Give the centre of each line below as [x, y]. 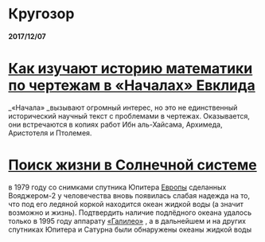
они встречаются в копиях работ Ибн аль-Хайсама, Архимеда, [115, 124]
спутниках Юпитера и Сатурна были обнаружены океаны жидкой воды [130, 229]
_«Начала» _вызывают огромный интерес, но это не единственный [123, 107]
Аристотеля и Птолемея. [50, 133]
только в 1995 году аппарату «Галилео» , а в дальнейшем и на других [127, 221]
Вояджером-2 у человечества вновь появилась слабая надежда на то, [129, 195]
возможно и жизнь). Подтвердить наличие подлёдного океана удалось [130, 213]
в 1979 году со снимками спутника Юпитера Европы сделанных [117, 187]
